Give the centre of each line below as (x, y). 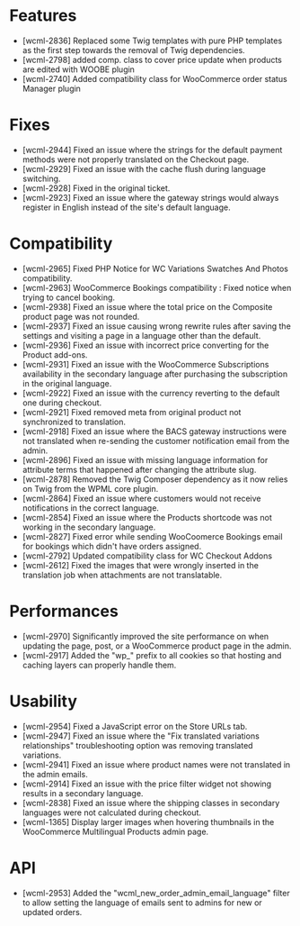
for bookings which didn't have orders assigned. (112, 546)
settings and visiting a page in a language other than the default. (141, 335)
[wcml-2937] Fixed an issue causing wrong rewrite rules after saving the (157, 326)
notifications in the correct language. (91, 508)
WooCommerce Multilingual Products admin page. (115, 831)
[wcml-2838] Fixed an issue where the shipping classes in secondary (151, 803)
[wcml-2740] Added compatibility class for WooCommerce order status (154, 78)
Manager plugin (51, 88)
